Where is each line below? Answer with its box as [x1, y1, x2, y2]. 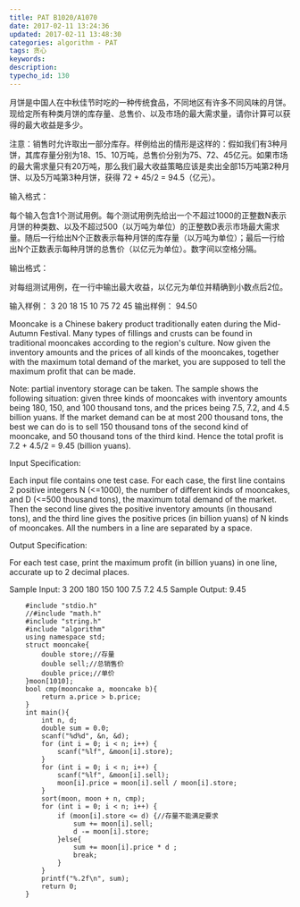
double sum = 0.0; [41, 724, 110, 733]
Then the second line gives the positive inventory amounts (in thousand [9, 503, 272, 514]
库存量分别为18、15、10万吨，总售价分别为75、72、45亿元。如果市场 [32, 149, 288, 160]
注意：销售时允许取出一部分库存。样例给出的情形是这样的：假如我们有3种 [9, 138, 280, 148]
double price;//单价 [41, 668, 115, 678]
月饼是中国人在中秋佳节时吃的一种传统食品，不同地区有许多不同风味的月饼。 [9, 97, 291, 107]
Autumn [9, 327, 38, 338]
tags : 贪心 [9, 47, 47, 55]
